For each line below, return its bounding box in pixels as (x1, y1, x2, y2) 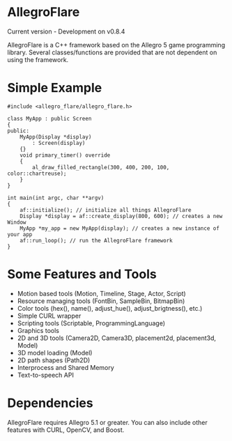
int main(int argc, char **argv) (7, 194, 105, 201)
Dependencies (7, 395, 93, 411)
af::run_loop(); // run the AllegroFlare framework (20, 237, 173, 244)
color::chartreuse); (7, 170, 68, 177)
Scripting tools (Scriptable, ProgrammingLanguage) (17, 318, 166, 327)
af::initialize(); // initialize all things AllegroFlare (20, 206, 192, 213)
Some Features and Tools (7, 266, 157, 282)
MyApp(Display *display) (20, 133, 92, 140)
